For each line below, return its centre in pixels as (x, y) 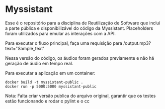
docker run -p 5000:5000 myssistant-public (51, 86)
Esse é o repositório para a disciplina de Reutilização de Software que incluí (83, 23)
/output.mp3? (137, 43)
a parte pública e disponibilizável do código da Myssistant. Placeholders (79, 28)
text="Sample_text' (25, 48)
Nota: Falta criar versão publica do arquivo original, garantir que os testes (81, 96)
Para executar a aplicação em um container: (50, 73)
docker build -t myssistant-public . (44, 82)
